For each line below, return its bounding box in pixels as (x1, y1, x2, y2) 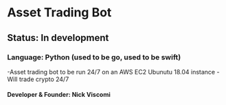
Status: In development (7, 32, 109, 44)
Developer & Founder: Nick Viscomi (7, 91, 111, 99)
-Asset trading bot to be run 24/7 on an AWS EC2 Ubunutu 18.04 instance (7, 67, 216, 76)
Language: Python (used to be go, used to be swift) (7, 52, 181, 62)
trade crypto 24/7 (19, 75, 69, 83)
